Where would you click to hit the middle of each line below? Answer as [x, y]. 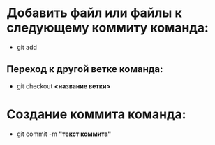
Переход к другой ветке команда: [85, 69]
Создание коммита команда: [96, 114]
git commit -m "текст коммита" [64, 134]
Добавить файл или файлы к [94, 13]
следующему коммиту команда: [107, 28]
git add [27, 47]
